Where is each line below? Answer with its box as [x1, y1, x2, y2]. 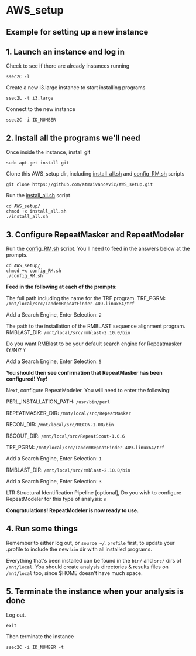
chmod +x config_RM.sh [6, 268, 61, 274]
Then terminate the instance [6, 633, 74, 640]
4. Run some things [6, 524, 78, 534]
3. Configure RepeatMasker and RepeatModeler [6, 230, 184, 240]
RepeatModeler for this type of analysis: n [6, 496, 107, 503]
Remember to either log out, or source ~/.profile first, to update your [6, 539, 175, 546]
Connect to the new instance [6, 106, 76, 113]
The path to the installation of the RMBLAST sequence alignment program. [6, 322, 185, 329]
